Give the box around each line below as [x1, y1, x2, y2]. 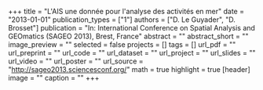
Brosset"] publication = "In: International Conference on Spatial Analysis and [8, 23, 255, 32]
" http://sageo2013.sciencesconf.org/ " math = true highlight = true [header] [8, 65, 250, 74]
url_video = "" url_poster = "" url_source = [8, 56, 144, 66]
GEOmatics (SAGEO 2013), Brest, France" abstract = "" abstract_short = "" [8, 31, 249, 41]
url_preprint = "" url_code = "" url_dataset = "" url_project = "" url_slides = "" [8, 49, 256, 57]
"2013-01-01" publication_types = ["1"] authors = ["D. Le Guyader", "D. [8, 15, 236, 24]
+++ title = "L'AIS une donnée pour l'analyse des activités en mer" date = [8, 7, 245, 16]
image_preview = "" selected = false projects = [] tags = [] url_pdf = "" [8, 40, 236, 49]
